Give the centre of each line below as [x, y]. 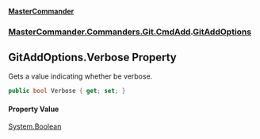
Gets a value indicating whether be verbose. [80, 76]
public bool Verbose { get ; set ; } [67, 91]
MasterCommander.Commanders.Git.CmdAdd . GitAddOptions [130, 32]
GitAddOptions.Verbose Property [92, 57]
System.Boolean [35, 126]
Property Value [34, 109]
